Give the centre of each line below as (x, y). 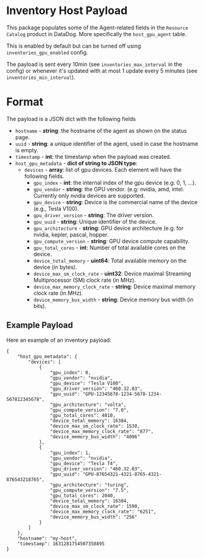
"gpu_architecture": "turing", (90, 485)
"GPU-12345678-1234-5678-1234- (122, 394)
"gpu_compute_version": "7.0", (90, 410)
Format (25, 102)
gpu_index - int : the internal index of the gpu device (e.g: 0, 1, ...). (115, 182)
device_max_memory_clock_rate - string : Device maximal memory (114, 286)
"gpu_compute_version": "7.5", (90, 490)
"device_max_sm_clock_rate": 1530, (95, 426)
